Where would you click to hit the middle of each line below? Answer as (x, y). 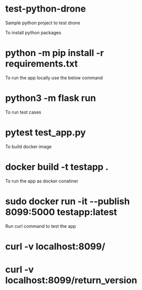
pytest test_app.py (45, 132)
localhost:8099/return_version (71, 280)
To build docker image (29, 147)
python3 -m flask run (51, 98)
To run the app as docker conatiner (42, 181)
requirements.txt (42, 64)
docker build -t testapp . (57, 167)
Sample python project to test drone (43, 23)
